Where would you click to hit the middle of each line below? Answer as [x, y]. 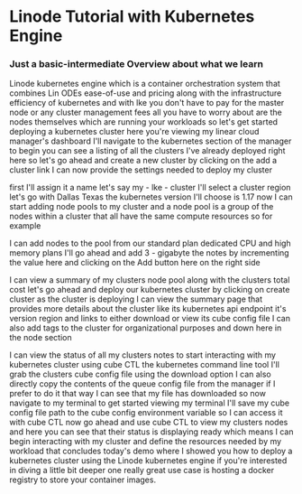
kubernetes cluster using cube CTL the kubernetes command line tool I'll [144, 365]
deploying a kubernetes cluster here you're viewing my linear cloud [134, 132]
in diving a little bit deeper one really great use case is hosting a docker [142, 471]
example [25, 226]
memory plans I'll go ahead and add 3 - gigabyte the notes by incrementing [150, 253]
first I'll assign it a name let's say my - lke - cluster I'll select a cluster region [150, 188]
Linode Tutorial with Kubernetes [132, 17]
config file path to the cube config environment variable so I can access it [146, 413]
